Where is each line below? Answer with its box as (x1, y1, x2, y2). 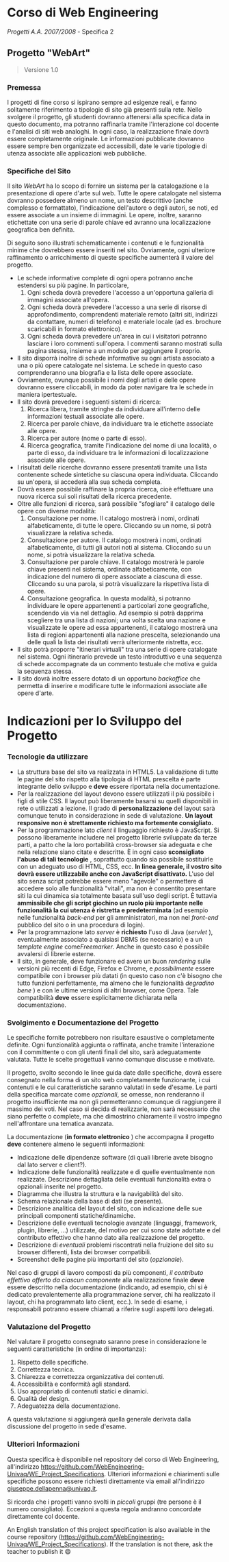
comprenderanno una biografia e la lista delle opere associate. (16, 369, 193, 377)
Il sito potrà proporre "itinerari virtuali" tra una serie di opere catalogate (16, 646, 217, 654)
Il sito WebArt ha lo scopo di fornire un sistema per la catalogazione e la (7, 182, 209, 190)
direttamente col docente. (7, 1512, 80, 1520)
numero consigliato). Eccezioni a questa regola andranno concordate (7, 1504, 202, 1513)
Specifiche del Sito (7, 166, 71, 175)
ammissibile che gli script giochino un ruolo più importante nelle (16, 899, 204, 907)
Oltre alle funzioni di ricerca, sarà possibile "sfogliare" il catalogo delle (16, 500, 215, 508)
